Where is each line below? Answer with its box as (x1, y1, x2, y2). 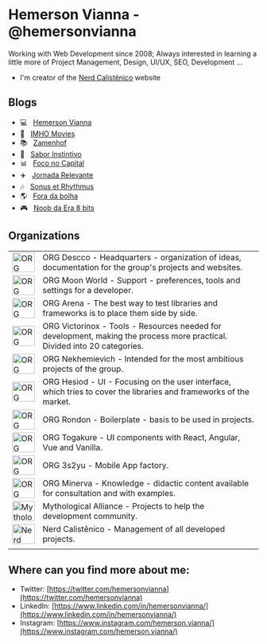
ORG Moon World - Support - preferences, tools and (42, 275, 241, 286)
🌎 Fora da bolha (19, 191, 78, 201)
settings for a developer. (42, 284, 133, 295)
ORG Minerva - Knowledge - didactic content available (42, 478, 249, 489)
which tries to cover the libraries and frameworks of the (42, 386, 250, 397)
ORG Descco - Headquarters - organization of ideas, (42, 252, 242, 263)
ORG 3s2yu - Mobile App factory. (42, 459, 169, 470)
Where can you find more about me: (8, 563, 190, 576)
